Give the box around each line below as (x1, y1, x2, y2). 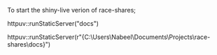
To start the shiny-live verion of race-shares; (7, 6, 136, 14)
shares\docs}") (7, 40, 51, 48)
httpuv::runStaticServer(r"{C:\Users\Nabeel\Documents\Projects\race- (7, 33, 211, 41)
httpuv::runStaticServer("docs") (7, 19, 99, 27)
